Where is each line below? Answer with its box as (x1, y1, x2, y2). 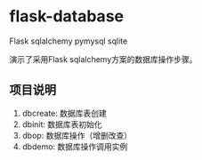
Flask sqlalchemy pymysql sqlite (9, 36, 128, 46)
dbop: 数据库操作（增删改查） (21, 130, 132, 140)
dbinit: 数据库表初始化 (21, 118, 102, 130)
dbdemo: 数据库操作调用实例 (21, 140, 128, 152)
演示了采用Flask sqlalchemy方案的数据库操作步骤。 (9, 53, 198, 64)
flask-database (9, 6, 125, 27)
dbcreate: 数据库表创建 (21, 108, 107, 118)
